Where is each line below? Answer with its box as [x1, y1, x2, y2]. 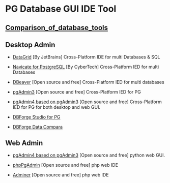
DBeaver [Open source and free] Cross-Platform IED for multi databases [12, 79, 164, 85]
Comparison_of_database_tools [5, 23, 108, 32]
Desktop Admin [5, 40, 55, 49]
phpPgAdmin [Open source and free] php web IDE [12, 162, 119, 168]
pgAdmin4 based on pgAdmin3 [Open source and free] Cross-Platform [12, 99, 162, 105]
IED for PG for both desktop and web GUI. [12, 104, 101, 110]
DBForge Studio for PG [12, 114, 61, 120]
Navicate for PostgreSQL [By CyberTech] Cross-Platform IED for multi [12, 64, 159, 70]
